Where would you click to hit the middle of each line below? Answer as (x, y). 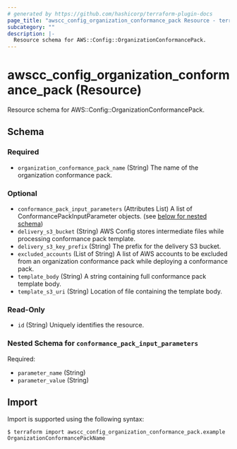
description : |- (31, 34)
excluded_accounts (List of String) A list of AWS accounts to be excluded (122, 254)
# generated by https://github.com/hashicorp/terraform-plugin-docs (110, 14)
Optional (22, 193)
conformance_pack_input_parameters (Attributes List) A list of (105, 209)
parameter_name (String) (51, 373)
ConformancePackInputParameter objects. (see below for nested (112, 216)
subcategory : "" (31, 27)
